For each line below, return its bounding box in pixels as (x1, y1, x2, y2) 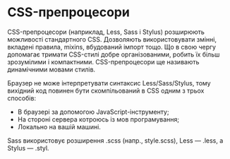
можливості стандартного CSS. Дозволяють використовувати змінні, (7, 35, 217, 43)
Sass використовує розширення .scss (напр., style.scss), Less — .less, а (7, 136, 224, 145)
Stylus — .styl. (7, 143, 49, 152)
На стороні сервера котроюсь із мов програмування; (17, 114, 180, 124)
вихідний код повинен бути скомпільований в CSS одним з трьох (7, 86, 205, 95)
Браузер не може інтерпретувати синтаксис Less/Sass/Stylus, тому (7, 78, 211, 87)
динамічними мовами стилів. (7, 65, 96, 73)
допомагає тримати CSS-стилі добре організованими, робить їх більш (7, 50, 220, 59)
